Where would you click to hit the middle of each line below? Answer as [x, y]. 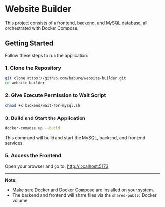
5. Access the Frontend [33, 156]
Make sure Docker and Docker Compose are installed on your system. [83, 190]
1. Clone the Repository [33, 68]
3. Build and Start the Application [45, 118]
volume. [20, 201]
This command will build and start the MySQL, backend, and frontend [75, 138]
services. [14, 143]
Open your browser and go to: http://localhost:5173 [57, 166]
